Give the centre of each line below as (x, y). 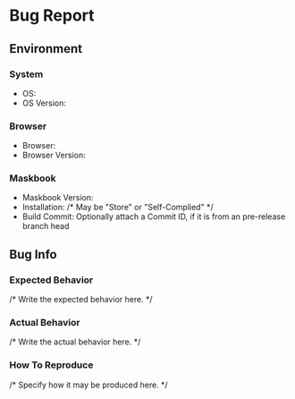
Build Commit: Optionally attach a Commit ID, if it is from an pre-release (154, 216)
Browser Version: (54, 155)
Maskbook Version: (58, 198)
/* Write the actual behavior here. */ (75, 342)
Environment (46, 49)
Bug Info (33, 255)
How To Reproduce (51, 365)
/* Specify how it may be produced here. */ (88, 385)
